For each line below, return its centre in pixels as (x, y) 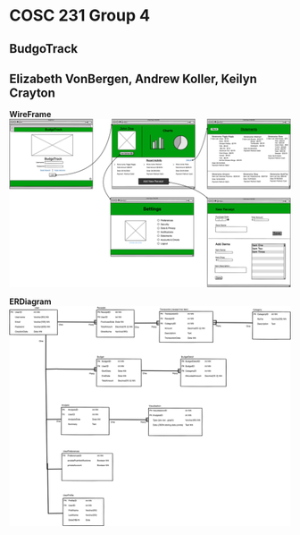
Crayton (33, 93)
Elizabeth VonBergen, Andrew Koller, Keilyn (133, 78)
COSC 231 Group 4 (79, 16)
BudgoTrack (44, 49)
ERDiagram (30, 301)
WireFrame (30, 115)
